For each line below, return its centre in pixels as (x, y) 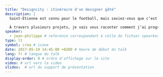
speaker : (14, 32)
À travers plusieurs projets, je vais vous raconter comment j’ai (78, 27)
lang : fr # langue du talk (32, 54)
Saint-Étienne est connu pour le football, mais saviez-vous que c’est (83, 18)
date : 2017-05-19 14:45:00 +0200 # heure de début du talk (66, 49)
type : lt (14, 41)
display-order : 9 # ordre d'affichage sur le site (57, 58)
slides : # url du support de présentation (50, 67)
